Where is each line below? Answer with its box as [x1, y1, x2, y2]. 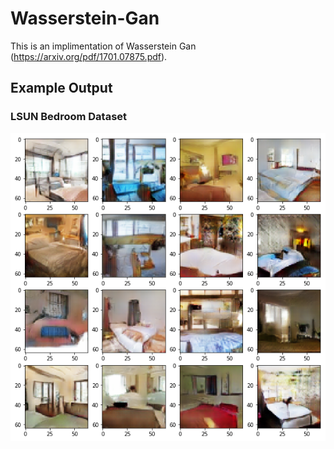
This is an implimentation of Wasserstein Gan [10, 40, 197, 52]
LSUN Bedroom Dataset [10, 110, 128, 124]
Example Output [10, 80, 113, 97]
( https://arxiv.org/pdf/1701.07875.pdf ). [10, 50, 168, 62]
